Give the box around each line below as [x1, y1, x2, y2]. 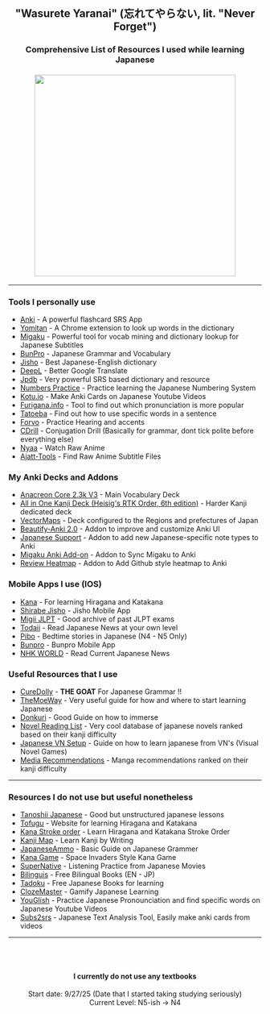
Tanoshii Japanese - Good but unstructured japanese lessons [19, 810, 225, 820]
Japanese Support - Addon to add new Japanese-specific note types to [19, 533, 259, 542]
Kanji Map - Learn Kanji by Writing [19, 836, 134, 846]
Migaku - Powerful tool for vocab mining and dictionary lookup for [19, 331, 239, 341]
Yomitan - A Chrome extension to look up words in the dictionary [19, 322, 235, 332]
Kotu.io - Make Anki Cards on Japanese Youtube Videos [19, 391, 207, 401]
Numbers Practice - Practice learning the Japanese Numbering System [19, 383, 256, 393]
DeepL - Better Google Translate [19, 365, 128, 376]
